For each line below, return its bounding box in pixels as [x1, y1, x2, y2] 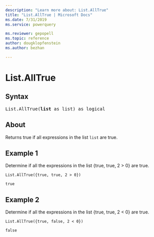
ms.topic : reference [5, 36, 50, 41]
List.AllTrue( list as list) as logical [5, 106, 105, 112]
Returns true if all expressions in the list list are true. [5, 134, 118, 140]
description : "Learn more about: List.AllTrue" [5, 7, 109, 13]
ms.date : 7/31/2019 [5, 17, 47, 22]
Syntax [5, 92, 29, 101]
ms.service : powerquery [5, 22, 56, 27]
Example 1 [5, 149, 38, 157]
